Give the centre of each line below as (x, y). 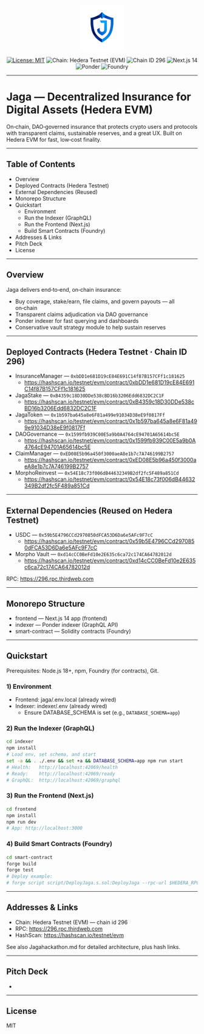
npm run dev (21, 822)
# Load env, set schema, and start (51, 755)
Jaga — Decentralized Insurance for (99, 97)
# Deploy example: (29, 877)
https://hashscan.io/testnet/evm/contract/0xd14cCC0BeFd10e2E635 (110, 560)
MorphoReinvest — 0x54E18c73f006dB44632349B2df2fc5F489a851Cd (97, 473)
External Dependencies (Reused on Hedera (90, 510)
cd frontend (21, 809)
